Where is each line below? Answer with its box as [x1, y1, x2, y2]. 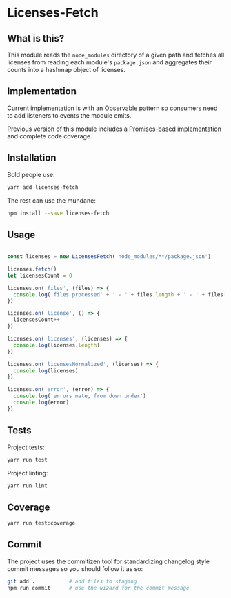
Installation [7, 152, 57, 164]
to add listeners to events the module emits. [7, 111, 132, 119]
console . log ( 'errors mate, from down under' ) [13, 392, 147, 399]
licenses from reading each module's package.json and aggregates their [7, 58, 212, 66]
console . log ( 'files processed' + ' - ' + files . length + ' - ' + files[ [13, 291, 227, 298]
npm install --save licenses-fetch [7, 210, 110, 217]
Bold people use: [7, 170, 55, 179]
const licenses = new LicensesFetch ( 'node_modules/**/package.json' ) [7, 253, 212, 260]
